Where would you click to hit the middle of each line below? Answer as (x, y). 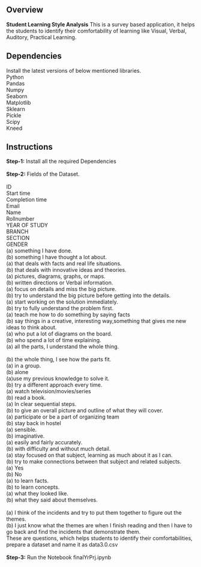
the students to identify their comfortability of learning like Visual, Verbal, (97, 31)
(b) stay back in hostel (34, 423)
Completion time (26, 200)
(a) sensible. (22, 430)
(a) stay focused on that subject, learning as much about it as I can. (89, 455)
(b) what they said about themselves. (52, 500)
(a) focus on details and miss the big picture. (61, 289)
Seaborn (17, 96)
